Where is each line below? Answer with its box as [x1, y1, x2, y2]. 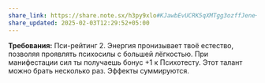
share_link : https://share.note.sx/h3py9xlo [8, 11, 157, 20]
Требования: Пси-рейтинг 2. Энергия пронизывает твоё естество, [8, 40, 234, 50]
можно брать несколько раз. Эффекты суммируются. [8, 66, 189, 75]
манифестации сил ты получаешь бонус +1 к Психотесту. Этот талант [8, 57, 243, 67]
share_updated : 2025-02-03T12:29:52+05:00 [8, 19, 150, 27]
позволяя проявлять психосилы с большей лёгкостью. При [8, 49, 209, 58]
